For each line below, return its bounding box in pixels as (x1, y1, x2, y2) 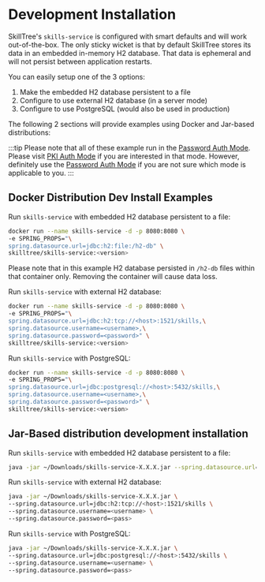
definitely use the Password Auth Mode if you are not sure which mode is (8, 159, 246, 169)
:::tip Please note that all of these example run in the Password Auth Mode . (8, 143, 251, 152)
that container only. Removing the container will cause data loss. (8, 272, 218, 282)
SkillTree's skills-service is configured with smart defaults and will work (8, 32, 247, 41)
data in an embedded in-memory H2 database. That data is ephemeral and (8, 48, 251, 58)
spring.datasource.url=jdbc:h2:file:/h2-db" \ (8, 242, 164, 250)
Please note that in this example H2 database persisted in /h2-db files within (8, 263, 255, 273)
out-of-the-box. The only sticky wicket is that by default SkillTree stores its (8, 39, 252, 49)
